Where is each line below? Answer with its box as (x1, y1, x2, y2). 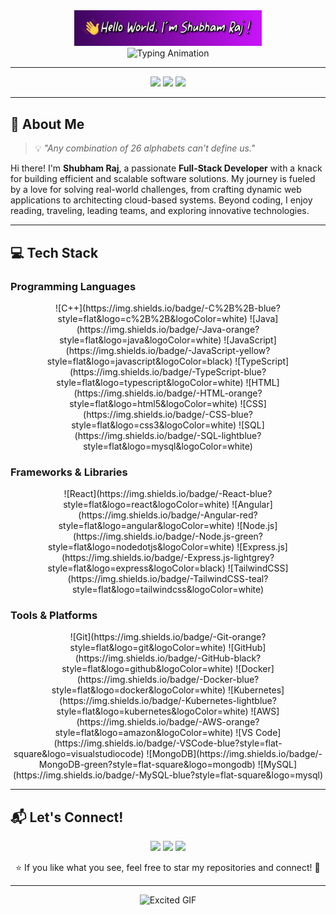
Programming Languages (10, 279, 137, 293)
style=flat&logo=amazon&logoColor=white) (54, 727, 234, 739)
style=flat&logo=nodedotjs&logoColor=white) (48, 541, 235, 553)
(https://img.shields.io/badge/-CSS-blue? (83, 408, 253, 420)
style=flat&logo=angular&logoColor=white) (58, 520, 235, 532)
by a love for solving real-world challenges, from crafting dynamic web (10, 184, 302, 196)
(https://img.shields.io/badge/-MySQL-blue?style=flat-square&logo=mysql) (12, 769, 324, 781)
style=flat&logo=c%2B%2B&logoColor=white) (57, 312, 248, 324)
